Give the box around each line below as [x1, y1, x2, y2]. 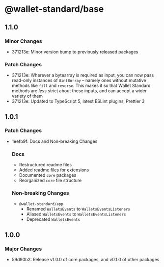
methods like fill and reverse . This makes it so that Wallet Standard [11, 82, 151, 89]
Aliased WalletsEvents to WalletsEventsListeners [26, 211, 126, 217]
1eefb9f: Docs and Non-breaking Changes [11, 138, 98, 144]
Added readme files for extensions [19, 167, 89, 173]
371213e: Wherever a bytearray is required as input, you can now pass [11, 72, 154, 78]
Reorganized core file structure [19, 178, 82, 184]
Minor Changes [4, 38, 42, 45]
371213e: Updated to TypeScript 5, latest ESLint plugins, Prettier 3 [11, 98, 145, 104]
